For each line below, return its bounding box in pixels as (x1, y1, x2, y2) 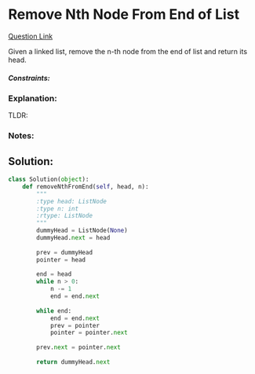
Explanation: (8, 93, 57, 104)
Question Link (8, 31, 53, 41)
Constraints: (8, 73, 50, 82)
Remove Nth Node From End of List (8, 5, 240, 24)
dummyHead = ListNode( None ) (36, 226, 128, 235)
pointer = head (36, 255, 86, 264)
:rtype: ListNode (36, 212, 93, 220)
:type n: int (36, 204, 79, 213)
